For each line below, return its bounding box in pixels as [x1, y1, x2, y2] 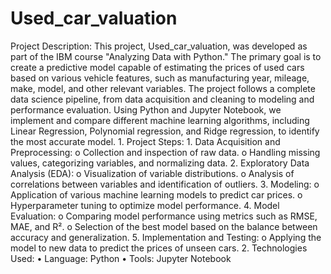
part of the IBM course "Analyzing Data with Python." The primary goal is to [10, 50, 322, 62]
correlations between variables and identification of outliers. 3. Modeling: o [10, 178, 320, 190]
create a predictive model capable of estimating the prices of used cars [10, 61, 305, 73]
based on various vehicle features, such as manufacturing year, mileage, [10, 72, 310, 84]
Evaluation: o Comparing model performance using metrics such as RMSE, [10, 210, 318, 222]
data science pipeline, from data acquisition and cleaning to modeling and [10, 93, 315, 105]
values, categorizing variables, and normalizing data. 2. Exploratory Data [10, 157, 310, 169]
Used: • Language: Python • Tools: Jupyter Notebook [10, 252, 232, 264]
